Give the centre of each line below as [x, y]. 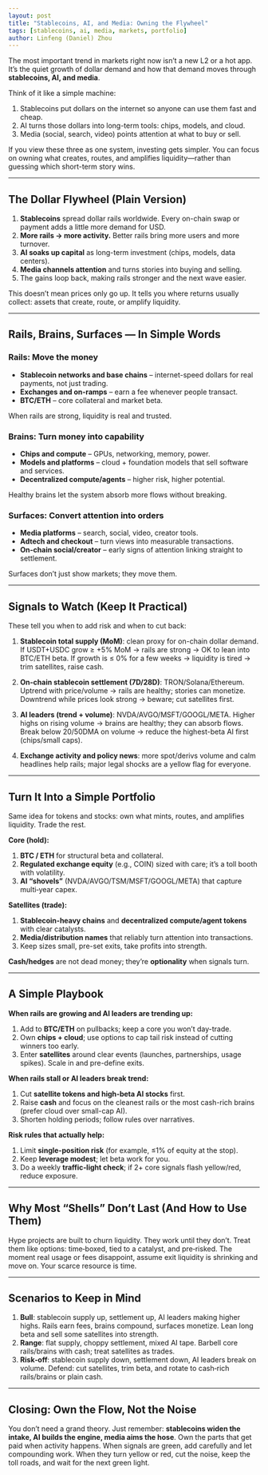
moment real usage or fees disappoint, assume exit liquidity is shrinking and [133, 1257]
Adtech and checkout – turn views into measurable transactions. [126, 541]
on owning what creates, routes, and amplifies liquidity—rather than [120, 158]
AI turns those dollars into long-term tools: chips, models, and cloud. [132, 126]
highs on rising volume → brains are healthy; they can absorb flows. [131, 724]
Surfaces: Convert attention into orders [86, 515]
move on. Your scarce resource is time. [73, 1266]
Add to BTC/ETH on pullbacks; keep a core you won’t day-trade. [125, 1029]
